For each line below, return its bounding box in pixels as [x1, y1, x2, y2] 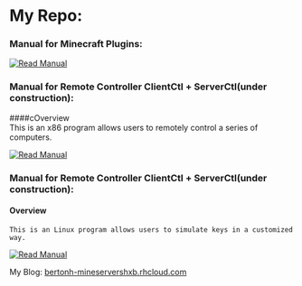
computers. [9, 132, 52, 143]
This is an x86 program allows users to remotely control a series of [9, 122, 259, 133]
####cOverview [9, 112, 71, 123]
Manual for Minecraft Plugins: [9, 38, 143, 51]
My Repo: [9, 5, 83, 26]
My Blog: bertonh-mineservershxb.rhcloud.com [9, 266, 187, 277]
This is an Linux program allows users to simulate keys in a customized [9, 225, 294, 235]
